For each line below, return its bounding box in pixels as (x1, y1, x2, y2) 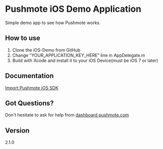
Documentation (5, 72, 54, 80)
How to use (5, 34, 40, 42)
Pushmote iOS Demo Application (5, 3, 141, 15)
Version (5, 126, 30, 135)
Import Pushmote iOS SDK (5, 85, 59, 90)
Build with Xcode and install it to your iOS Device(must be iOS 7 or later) (12, 58, 159, 63)
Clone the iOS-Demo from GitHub (12, 47, 81, 53)
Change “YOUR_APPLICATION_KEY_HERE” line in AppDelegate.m (12, 52, 145, 58)
